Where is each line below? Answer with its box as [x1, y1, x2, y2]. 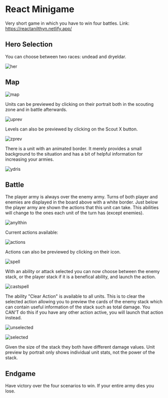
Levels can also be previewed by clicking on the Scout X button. [5, 126, 138, 132]
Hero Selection [5, 40, 53, 49]
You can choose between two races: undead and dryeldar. [5, 53, 127, 59]
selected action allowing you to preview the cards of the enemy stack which [5, 299, 162, 305]
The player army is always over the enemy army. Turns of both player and [5, 194, 158, 200]
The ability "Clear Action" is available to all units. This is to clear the [5, 293, 145, 299]
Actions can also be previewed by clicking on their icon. [5, 249, 121, 255]
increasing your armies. [5, 156, 54, 162]
